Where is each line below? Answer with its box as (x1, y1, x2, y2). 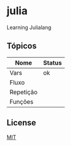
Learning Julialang (6, 24, 52, 31)
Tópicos (6, 41, 37, 51)
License (6, 118, 36, 128)
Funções (9, 97, 34, 106)
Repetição (9, 88, 38, 96)
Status (43, 58, 62, 66)
